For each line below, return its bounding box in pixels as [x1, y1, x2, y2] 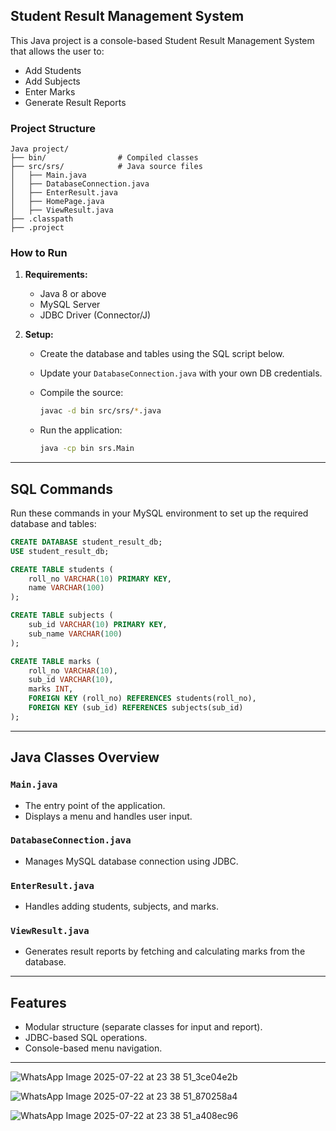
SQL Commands [10, 480, 113, 498]
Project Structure [10, 121, 96, 135]
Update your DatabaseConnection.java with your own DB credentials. [39, 367, 323, 379]
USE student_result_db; [10, 546, 110, 556]
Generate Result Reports [24, 96, 127, 108]
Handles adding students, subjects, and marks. [24, 900, 219, 913]
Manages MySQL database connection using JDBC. [24, 855, 239, 867]
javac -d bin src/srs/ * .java [39, 406, 162, 416]
